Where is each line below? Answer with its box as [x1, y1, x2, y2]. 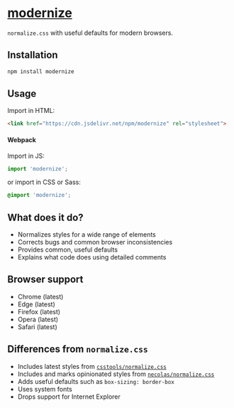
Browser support [7, 274, 84, 286]
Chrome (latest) [17, 292, 64, 301]
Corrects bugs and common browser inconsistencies [17, 238, 173, 247]
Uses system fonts [17, 385, 72, 393]
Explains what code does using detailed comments [17, 253, 167, 262]
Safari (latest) [17, 322, 58, 331]
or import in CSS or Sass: [7, 178, 82, 186]
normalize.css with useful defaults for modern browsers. [7, 28, 174, 37]
